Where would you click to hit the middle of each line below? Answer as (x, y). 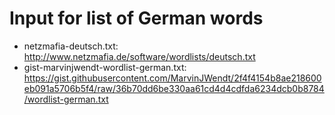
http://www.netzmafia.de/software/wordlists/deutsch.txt (139, 56)
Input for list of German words (136, 18)
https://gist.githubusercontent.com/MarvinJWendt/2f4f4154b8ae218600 (172, 78)
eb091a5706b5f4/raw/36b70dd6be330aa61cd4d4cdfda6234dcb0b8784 (174, 88)
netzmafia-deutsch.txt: (71, 46)
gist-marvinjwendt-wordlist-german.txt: (105, 67)
